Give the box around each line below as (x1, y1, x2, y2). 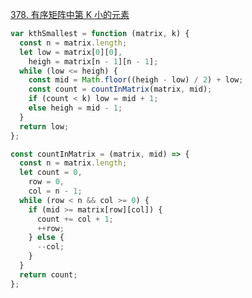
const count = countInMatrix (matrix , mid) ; (28, 84, 213, 95)
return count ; (19, 269, 78, 280)
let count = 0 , (19, 168, 83, 178)
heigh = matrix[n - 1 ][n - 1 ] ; (28, 56, 159, 67)
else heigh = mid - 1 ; (28, 103, 123, 113)
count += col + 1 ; (36, 214, 114, 224)
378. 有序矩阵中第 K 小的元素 (10, 9, 130, 20)
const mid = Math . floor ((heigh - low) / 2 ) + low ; (28, 75, 244, 85)
